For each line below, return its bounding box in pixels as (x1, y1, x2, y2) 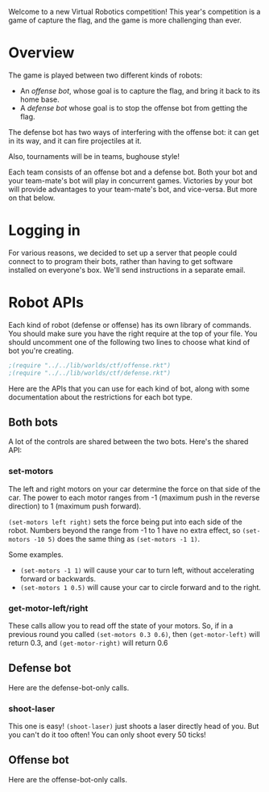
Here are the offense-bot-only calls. (8, 774, 127, 784)
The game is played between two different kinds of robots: (8, 70, 203, 80)
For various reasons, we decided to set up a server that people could (8, 248, 238, 258)
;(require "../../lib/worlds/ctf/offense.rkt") (8, 361, 172, 370)
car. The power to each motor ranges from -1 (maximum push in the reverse (8, 492, 260, 502)
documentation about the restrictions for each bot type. (8, 392, 193, 402)
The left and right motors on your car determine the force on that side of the (8, 484, 261, 493)
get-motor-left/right (8, 602, 89, 614)
